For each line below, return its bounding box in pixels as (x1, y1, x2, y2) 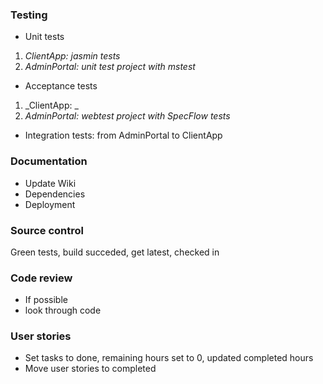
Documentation (10, 154, 88, 168)
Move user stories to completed (24, 363, 157, 375)
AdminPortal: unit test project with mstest (24, 61, 196, 73)
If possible (24, 294, 68, 306)
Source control (10, 223, 84, 237)
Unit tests (24, 31, 65, 43)
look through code (24, 304, 102, 317)
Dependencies (24, 188, 86, 200)
